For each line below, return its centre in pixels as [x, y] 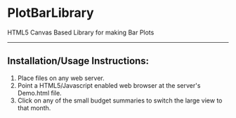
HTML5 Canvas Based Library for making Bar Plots [81, 32]
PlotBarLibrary [51, 13]
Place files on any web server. [61, 78]
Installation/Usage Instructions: [78, 61]
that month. [34, 107]
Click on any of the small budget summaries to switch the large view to [120, 100]
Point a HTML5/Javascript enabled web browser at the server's [109, 85]
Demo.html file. [39, 93]
